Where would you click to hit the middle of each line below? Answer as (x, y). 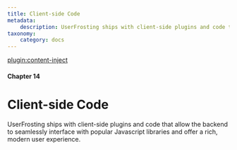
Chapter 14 (24, 76)
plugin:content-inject (38, 60)
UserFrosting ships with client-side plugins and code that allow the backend (117, 124)
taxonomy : (22, 33)
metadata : (22, 20)
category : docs (42, 40)
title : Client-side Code (44, 14)
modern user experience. (44, 139)
